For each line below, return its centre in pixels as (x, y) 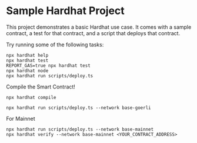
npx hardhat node (27, 71)
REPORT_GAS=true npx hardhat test (49, 66)
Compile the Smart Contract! (41, 87)
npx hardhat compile (31, 97)
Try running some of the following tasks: (55, 45)
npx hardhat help (27, 55)
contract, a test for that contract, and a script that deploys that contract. (93, 33)
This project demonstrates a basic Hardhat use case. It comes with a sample (99, 27)
